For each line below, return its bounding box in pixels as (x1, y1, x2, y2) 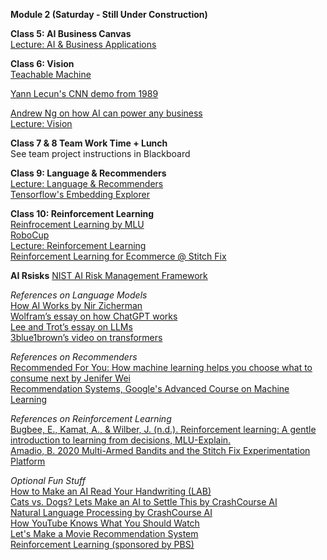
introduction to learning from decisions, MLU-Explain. (10, 434, 232, 446)
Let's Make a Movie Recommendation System (10, 528, 199, 539)
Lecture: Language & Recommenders (10, 178, 164, 189)
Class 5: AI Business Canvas (10, 28, 132, 39)
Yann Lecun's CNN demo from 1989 (10, 88, 159, 99)
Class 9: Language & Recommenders (10, 167, 167, 179)
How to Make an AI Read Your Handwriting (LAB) (10, 485, 212, 497)
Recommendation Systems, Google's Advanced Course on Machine (10, 383, 290, 394)
